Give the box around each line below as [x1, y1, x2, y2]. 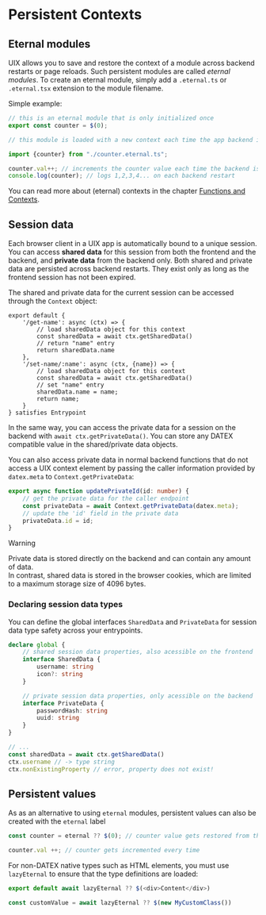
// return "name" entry [36, 340, 115, 348]
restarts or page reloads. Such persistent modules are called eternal [8, 67, 231, 76]
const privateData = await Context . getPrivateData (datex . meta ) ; [22, 502, 239, 509]
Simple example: [8, 99, 63, 108]
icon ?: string [36, 671, 83, 679]
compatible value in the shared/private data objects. [8, 440, 178, 449]
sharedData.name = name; [36, 388, 119, 396]
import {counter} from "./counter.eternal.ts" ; [8, 150, 169, 158]
